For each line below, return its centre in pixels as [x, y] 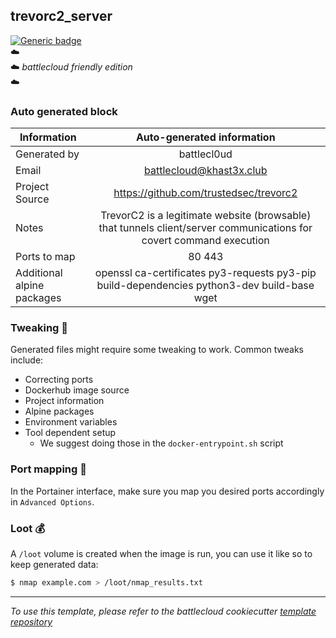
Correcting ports [59, 380]
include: [27, 360]
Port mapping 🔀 [48, 469]
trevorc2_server [61, 16]
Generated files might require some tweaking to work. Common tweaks [157, 350]
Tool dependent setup [70, 433]
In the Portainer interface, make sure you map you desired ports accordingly [167, 491]
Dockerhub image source [77, 390]
